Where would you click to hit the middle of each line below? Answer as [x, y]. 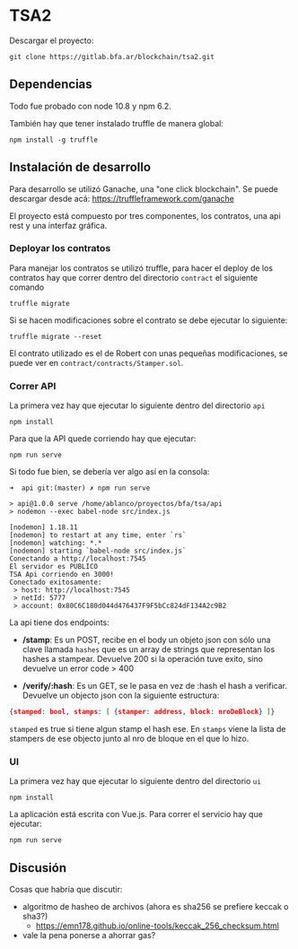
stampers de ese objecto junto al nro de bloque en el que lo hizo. [129, 739]
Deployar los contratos [60, 248]
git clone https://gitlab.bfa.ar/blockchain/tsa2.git [112, 57]
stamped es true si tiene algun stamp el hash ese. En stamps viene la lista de [148, 729]
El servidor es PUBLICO [54, 567]
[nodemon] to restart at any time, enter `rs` [98, 535]
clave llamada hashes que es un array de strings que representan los [149, 649]
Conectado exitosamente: [56, 583]
